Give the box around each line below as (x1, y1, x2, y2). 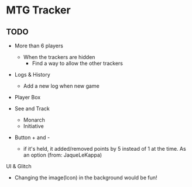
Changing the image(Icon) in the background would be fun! (14, 174, 157, 181)
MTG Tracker (6, 4, 71, 17)
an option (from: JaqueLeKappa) (23, 151, 102, 158)
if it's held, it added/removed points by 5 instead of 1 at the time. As (23, 146, 186, 152)
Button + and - (14, 134, 50, 141)
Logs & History (14, 71, 51, 78)
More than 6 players (14, 42, 63, 49)
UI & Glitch (6, 163, 32, 169)
